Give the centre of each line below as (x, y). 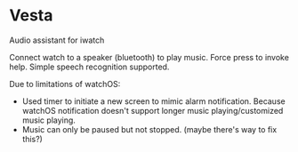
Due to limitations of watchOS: (65, 84)
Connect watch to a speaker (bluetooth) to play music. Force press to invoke (149, 57)
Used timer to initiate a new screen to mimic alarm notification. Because (154, 101)
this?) (32, 139)
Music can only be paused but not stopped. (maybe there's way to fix (149, 129)
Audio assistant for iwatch (57, 40)
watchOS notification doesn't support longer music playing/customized (153, 110)
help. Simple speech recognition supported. (89, 67)
